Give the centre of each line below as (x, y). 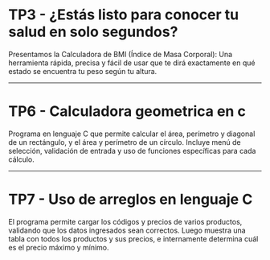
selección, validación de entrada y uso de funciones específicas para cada (132, 151)
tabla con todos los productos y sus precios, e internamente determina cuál (133, 238)
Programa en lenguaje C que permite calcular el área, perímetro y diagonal (132, 134)
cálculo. (21, 159)
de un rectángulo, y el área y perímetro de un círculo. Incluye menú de (125, 142)
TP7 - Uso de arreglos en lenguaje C (131, 200)
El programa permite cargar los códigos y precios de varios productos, (125, 221)
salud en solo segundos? (93, 32)
